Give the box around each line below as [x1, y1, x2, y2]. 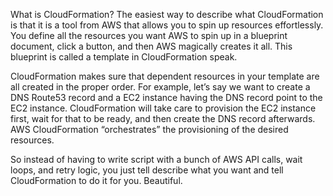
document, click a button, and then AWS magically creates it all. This [10, 40, 293, 52]
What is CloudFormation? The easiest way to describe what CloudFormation [10, 9, 324, 20]
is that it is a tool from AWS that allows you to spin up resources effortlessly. [10, 19, 324, 31]
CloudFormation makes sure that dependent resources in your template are [10, 70, 320, 82]
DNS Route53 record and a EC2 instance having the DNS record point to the [10, 92, 323, 103]
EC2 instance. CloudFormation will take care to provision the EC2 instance [10, 102, 317, 114]
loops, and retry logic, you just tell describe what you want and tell [10, 164, 284, 176]
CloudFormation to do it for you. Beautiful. [10, 175, 183, 186]
